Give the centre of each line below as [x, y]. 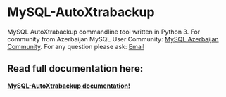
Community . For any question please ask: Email [76, 46]
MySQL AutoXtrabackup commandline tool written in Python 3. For [104, 32]
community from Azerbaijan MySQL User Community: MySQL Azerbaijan [113, 39]
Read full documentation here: [75, 69]
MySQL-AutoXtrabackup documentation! [69, 86]
